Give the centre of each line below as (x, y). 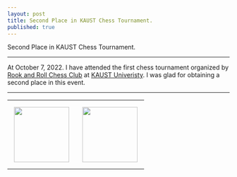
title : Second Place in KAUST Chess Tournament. (80, 21)
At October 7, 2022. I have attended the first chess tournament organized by (118, 67)
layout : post (26, 14)
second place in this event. (47, 83)
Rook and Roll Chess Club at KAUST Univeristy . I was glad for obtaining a (114, 75)
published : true (31, 27)
